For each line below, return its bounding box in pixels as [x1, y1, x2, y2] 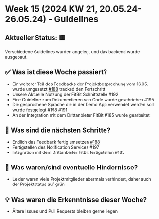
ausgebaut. [5, 54, 28, 60]
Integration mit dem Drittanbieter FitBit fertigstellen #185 [12, 149, 125, 155]
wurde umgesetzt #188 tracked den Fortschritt [12, 86, 106, 92]
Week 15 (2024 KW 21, [5, 3, 98, 15]
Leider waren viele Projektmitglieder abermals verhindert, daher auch [12, 176, 151, 182]
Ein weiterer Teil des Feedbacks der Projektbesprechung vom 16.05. [12, 81, 148, 87]
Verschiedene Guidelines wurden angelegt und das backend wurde [5, 49, 140, 54]
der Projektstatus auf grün [12, 181, 65, 187]
